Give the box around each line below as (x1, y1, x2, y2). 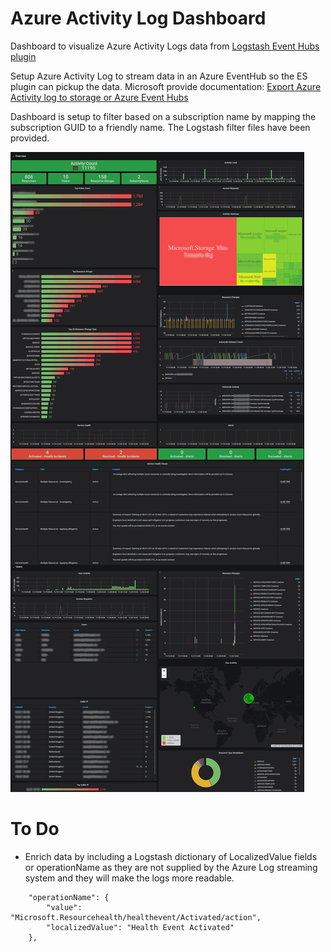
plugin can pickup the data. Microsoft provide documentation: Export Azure (10, 80, 322, 92)
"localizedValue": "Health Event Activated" (46, 922, 235, 932)
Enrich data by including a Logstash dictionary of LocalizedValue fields (24, 850, 318, 862)
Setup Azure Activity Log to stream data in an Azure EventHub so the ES (10, 70, 308, 82)
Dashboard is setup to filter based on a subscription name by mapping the (10, 110, 317, 122)
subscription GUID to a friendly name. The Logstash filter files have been (10, 121, 311, 133)
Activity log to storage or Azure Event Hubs (10, 91, 189, 103)
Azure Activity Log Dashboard (10, 7, 267, 30)
